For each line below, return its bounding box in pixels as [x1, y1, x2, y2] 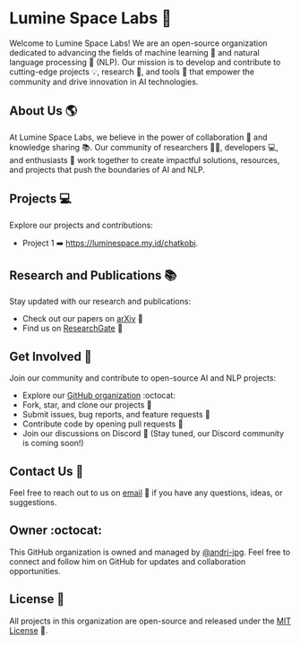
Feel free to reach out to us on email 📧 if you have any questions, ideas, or [9, 487, 283, 498]
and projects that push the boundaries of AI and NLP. [9, 164, 206, 175]
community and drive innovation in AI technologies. [9, 76, 199, 87]
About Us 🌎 [9, 103, 78, 119]
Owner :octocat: [9, 523, 103, 538]
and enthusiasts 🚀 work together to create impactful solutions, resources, [9, 154, 280, 165]
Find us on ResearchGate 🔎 [21, 322, 124, 334]
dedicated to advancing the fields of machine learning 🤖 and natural [9, 47, 260, 57]
